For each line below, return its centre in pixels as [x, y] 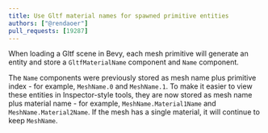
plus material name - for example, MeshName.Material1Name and [112, 104]
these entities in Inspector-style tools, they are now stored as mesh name [130, 95]
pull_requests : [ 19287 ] [48, 31]
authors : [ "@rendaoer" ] [48, 23]
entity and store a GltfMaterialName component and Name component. [124, 62]
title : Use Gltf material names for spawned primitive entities [119, 16]
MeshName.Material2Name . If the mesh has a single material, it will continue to [134, 112]
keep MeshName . [33, 121]
